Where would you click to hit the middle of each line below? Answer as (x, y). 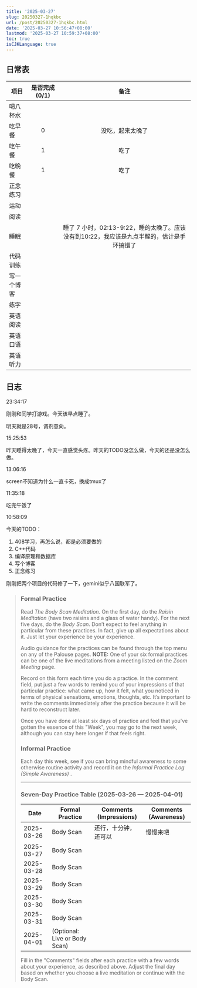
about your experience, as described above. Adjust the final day (98, 967)
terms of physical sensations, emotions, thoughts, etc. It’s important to (105, 696)
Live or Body (69, 939)
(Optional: (65, 931)
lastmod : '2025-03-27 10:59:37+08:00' (53, 34)
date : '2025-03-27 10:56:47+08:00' (50, 28)
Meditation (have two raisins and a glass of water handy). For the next (105, 618)
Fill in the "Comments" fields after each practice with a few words (100, 960)
